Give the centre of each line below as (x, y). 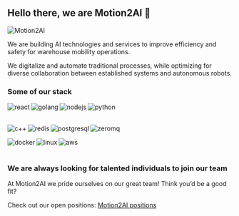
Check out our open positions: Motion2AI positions (82, 205)
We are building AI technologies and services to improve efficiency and (112, 44)
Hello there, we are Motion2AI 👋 (79, 13)
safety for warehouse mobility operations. (69, 51)
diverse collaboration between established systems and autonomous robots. (119, 73)
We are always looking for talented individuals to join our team (117, 168)
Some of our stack (40, 91)
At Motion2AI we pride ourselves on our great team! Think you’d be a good (117, 184)
